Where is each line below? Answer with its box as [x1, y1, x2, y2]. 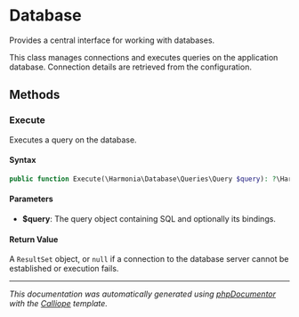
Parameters [9, 193, 53, 205]
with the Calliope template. [9, 298, 109, 309]
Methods [9, 87, 61, 102]
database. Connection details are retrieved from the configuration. [9, 61, 252, 72]
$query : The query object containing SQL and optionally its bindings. [21, 213, 276, 224]
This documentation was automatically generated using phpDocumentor [9, 289, 277, 299]
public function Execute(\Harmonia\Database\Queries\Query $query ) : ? [9, 175, 277, 183]
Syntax [9, 155, 36, 166]
